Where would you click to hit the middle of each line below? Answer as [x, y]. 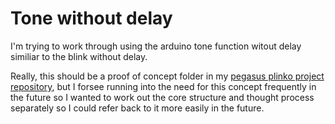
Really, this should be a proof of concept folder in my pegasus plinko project [167, 76]
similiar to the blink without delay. [79, 56]
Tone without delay [91, 18]
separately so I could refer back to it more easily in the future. [137, 108]
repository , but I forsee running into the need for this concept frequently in [163, 86]
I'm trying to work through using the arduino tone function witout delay [156, 46]
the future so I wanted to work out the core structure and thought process [162, 97]
